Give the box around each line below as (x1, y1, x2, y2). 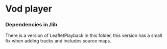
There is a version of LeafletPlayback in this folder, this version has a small (5, 32, 162, 38)
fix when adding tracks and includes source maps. (5, 38, 111, 44)
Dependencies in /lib (5, 21, 58, 28)
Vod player (5, 3, 53, 15)
